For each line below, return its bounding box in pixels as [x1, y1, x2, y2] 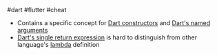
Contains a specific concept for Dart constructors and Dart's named [17, 19, 211, 26]
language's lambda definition [17, 41, 100, 48]
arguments [17, 26, 48, 34]
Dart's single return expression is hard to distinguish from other [17, 33, 198, 41]
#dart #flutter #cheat [7, 6, 67, 14]
